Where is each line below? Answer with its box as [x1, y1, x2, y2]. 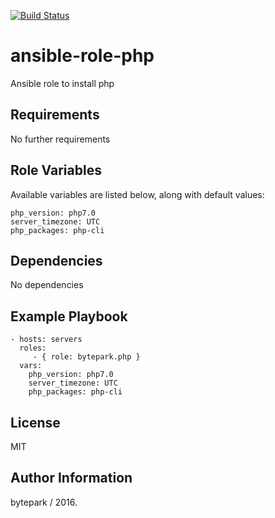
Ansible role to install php [10, 77, 115, 89]
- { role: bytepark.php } [32, 352, 141, 362]
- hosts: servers [10, 335, 83, 345]
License [10, 414, 61, 431]
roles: [19, 343, 47, 354]
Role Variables [10, 162, 102, 179]
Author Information [10, 470, 133, 487]
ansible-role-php [10, 45, 155, 67]
